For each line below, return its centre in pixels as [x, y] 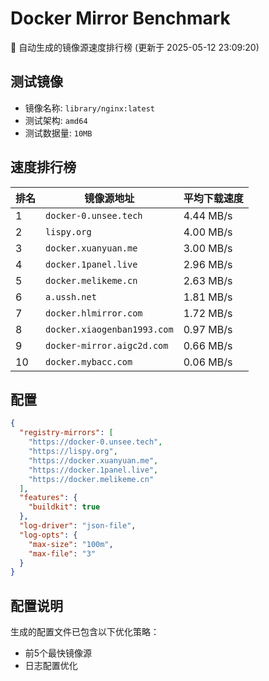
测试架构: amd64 [56, 120]
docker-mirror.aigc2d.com [107, 345]
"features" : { [48, 498]
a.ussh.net [71, 296]
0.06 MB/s [208, 362]
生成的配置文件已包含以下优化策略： [85, 632]
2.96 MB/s [208, 264]
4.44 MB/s [208, 215]
